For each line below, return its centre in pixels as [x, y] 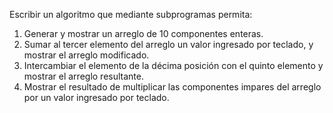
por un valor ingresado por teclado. [96, 97]
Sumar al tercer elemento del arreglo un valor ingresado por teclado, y [168, 44]
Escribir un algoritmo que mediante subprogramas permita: [131, 14]
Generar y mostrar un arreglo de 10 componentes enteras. [143, 33]
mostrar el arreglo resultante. [83, 76]
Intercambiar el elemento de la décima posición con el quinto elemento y [173, 65]
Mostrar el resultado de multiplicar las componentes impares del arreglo [172, 87]
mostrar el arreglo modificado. [86, 55]
